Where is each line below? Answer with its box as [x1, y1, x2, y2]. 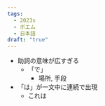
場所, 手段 [38, 74, 67, 83]
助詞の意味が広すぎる [17, 57, 79, 65]
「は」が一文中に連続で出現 [17, 83, 98, 91]
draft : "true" [7, 37, 49, 44]
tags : [7, 10, 23, 18]
